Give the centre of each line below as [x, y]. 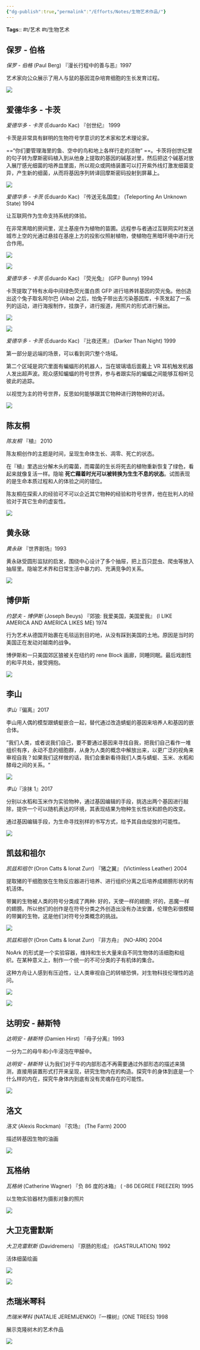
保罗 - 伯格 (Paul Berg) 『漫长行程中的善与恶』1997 [69, 66]
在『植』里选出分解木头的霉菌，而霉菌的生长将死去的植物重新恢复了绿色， [97, 466]
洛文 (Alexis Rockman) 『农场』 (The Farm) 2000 [66, 1126]
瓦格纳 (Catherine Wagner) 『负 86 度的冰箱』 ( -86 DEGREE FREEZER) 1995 [100, 1186]
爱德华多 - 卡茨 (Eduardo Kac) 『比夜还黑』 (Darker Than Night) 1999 [91, 341]
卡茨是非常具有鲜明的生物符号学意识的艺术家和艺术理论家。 [79, 138]
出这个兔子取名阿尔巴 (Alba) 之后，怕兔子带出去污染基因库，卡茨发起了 [93, 298]
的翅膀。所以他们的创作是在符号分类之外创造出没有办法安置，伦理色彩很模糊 [100, 909]
